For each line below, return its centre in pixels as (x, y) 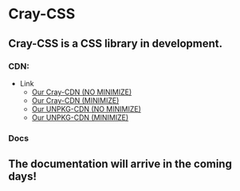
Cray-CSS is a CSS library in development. (116, 44)
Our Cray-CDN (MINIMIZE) (75, 100)
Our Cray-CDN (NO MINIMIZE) (82, 92)
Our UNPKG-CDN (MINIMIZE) (80, 117)
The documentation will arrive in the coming (120, 164)
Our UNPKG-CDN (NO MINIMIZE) (87, 109)
